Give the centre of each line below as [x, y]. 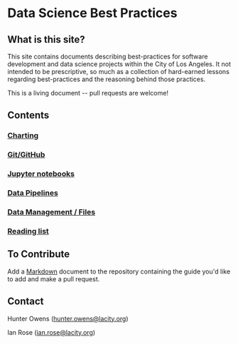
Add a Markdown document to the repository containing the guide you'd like [119, 271]
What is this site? [46, 40]
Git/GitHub [26, 155]
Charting [23, 135]
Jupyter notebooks [41, 174]
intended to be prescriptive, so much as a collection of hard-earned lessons [118, 72]
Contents [28, 115]
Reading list [28, 231]
